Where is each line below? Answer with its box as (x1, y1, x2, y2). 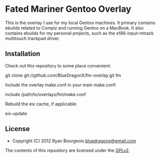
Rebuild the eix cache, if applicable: (5, 101, 78, 107)
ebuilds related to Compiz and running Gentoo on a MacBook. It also (5, 25, 144, 31)
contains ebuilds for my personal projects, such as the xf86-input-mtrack (5, 30, 154, 36)
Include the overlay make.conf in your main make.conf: (5, 82, 117, 88)
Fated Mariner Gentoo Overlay (5, 3, 131, 15)
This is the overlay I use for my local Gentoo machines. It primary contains (5, 20, 156, 26)
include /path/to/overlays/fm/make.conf (5, 91, 86, 97)
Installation (5, 50, 40, 58)
